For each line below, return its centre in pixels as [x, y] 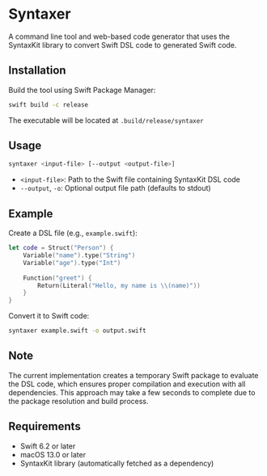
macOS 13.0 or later [53, 454]
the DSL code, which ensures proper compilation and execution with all [127, 384]
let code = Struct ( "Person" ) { [61, 248]
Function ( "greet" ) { [57, 278]
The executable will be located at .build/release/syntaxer [106, 120]
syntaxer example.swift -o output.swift [78, 331]
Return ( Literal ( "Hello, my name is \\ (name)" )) [119, 285]
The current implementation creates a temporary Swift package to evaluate [133, 375]
